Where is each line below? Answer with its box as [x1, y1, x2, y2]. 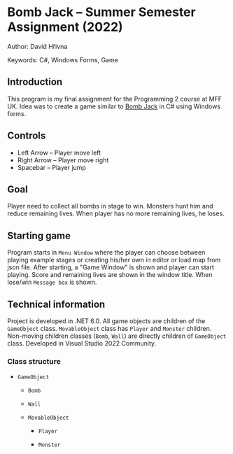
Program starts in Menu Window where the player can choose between [7, 248, 206, 257]
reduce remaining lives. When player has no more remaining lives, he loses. [7, 209, 225, 218]
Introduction [7, 76, 63, 88]
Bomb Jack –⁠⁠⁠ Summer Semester [7, 4, 196, 20]
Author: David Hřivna [7, 42, 68, 50]
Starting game [7, 229, 71, 241]
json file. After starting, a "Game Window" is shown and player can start [7, 263, 215, 271]
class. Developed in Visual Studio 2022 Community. [7, 339, 157, 347]
